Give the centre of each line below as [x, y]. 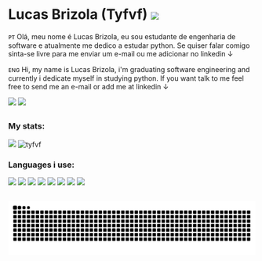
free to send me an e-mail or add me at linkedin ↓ [89, 86]
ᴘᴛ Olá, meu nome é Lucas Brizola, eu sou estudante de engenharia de [122, 36]
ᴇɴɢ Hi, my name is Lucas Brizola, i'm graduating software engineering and [129, 69]
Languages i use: [41, 165]
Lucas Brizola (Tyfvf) [78, 14]
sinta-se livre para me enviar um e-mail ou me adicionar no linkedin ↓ [121, 53]
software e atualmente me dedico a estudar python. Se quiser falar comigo [129, 45]
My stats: [27, 126]
